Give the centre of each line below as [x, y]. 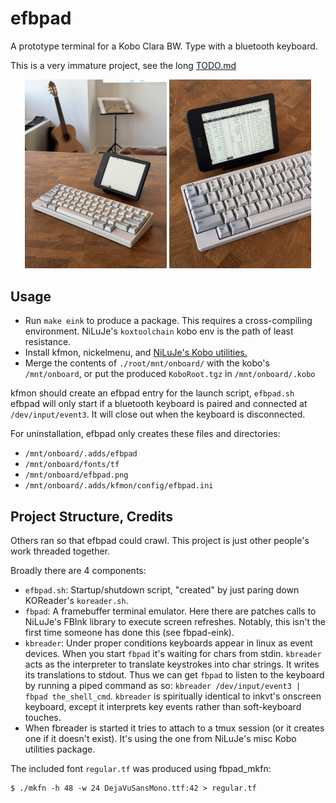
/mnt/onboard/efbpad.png [76, 475]
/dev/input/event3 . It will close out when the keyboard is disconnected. [158, 414]
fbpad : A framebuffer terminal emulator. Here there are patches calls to [170, 611]
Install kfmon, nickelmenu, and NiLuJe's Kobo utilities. [136, 353]
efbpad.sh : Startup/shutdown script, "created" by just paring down [162, 589]
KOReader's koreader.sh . [76, 600]
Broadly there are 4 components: [78, 570]
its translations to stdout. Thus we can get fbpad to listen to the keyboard [174, 674]
